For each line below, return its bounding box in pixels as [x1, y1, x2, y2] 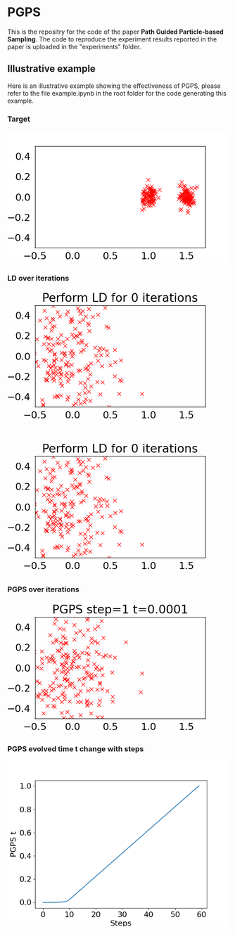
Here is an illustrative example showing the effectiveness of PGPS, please [7, 82, 221, 90]
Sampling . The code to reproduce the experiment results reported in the [7, 34, 217, 43]
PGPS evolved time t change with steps [7, 743, 144, 753]
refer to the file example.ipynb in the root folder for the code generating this [7, 89, 227, 97]
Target [7, 114, 30, 124]
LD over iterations [7, 273, 70, 283]
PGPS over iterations [7, 584, 80, 594]
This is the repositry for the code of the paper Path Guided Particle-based [7, 27, 224, 36]
